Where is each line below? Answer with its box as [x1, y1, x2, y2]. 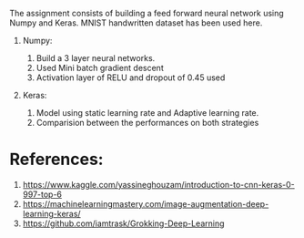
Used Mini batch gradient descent [35, 63, 164, 73]
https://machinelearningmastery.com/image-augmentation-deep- [22, 198, 269, 209]
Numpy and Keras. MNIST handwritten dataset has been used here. [9, 17, 263, 28]
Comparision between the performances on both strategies [35, 118, 259, 128]
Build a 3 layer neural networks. [35, 53, 156, 63]
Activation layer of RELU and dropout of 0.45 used [35, 72, 226, 83]
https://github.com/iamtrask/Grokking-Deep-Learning [22, 218, 225, 229]
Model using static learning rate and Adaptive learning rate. [35, 108, 259, 118]
